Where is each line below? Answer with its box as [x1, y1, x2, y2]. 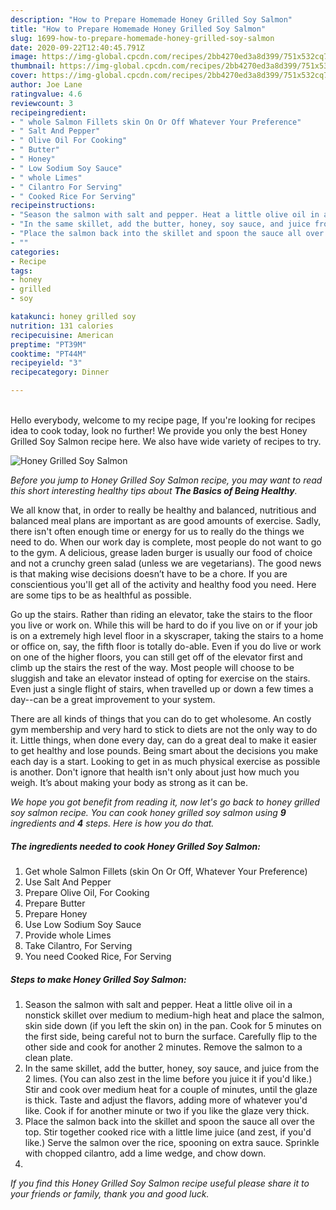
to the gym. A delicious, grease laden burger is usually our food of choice [10, 547, 313, 558]
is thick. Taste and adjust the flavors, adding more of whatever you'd [24, 1094, 308, 1106]
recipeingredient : [10, 107, 87, 118]
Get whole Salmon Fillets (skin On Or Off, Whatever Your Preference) [24, 865, 308, 877]
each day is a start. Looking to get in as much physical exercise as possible [10, 756, 321, 767]
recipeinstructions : [10, 201, 97, 211]
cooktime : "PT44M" [10, 349, 87, 359]
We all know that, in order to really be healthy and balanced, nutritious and [10, 504, 317, 516]
